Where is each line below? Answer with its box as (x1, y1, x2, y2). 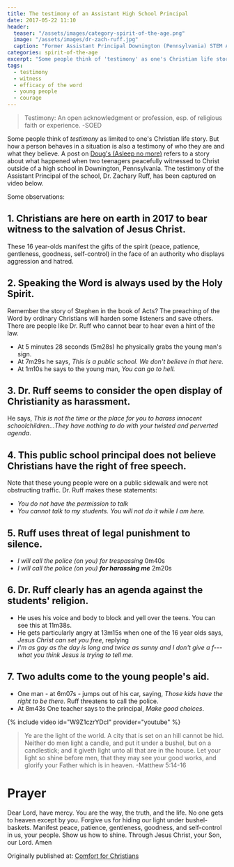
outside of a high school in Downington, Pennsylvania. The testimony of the (7, 165, 224, 172)
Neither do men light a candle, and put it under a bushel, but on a (24, 739, 212, 747)
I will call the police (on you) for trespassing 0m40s (17, 557, 165, 565)
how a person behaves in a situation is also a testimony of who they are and (7, 142, 225, 150)
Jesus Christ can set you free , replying (17, 635, 129, 644)
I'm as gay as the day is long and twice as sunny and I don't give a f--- (17, 643, 223, 651)
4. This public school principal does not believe (7, 449, 217, 461)
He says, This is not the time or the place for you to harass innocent (7, 414, 202, 423)
